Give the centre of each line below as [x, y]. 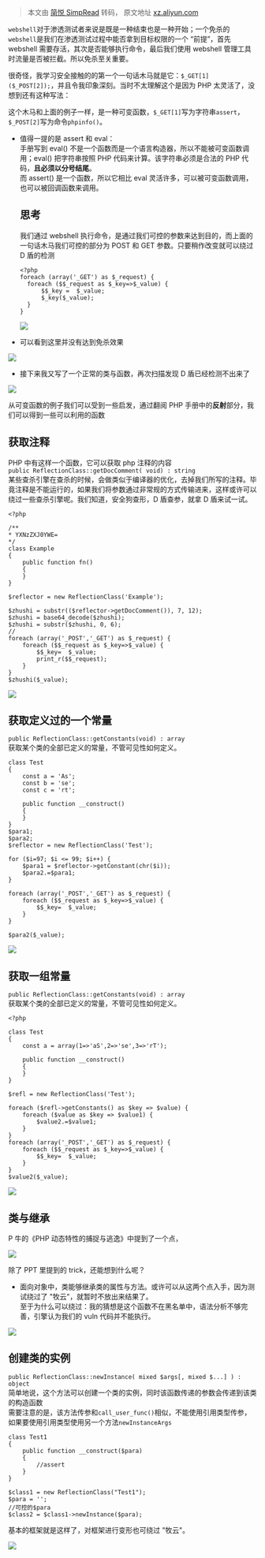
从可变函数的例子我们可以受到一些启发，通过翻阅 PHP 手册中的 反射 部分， [128, 404]
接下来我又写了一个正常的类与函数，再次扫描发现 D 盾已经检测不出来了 [134, 373]
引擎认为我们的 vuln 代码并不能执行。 [94, 1317]
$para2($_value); [37, 935]
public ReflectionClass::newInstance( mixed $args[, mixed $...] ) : [125, 1377]
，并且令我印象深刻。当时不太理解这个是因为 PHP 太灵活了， [149, 85]
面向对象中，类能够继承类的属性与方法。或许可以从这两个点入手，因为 [134, 1287]
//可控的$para [30, 1508]
